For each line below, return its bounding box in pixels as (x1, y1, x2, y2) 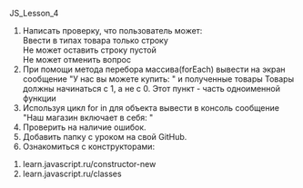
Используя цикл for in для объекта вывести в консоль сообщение (22, 103, 280, 113)
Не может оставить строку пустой (22, 45, 157, 55)
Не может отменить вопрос (22, 54, 132, 64)
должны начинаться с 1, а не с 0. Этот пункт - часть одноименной (22, 84, 280, 94)
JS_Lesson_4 (9, 8, 59, 18)
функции (22, 93, 56, 104)
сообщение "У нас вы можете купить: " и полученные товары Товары (22, 74, 294, 84)
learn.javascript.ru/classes (22, 168, 122, 179)
